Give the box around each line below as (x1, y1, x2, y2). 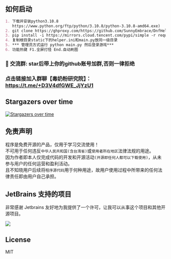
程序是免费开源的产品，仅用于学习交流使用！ (5, 142, 99, 148)
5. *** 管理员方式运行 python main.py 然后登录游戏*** (5, 42, 114, 47)
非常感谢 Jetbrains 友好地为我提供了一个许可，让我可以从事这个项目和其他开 (5, 204, 166, 211)
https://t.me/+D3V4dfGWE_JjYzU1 (5, 82, 94, 89)
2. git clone (5, 28, 33, 33)
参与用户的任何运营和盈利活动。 (5, 161, 72, 167)
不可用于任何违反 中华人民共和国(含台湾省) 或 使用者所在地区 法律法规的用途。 (5, 148, 154, 154)
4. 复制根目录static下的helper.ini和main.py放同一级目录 (5, 38, 118, 43)
